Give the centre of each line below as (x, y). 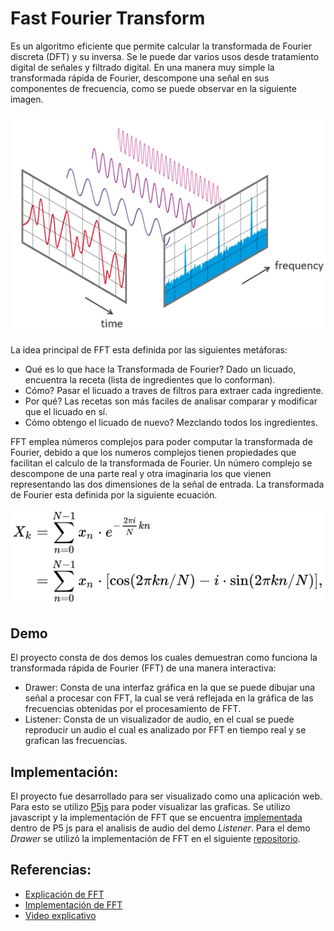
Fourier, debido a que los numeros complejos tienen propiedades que (153, 452)
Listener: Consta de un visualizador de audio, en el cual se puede (159, 719)
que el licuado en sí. (66, 411)
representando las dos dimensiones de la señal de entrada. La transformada (167, 484)
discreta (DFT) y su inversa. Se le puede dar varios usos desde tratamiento (165, 56)
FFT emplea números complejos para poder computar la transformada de (161, 441)
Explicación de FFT (64, 894)
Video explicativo (60, 915)
